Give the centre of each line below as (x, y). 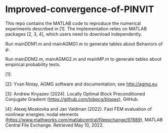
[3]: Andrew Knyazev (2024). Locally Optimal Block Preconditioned (75, 94)
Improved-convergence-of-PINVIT (80, 9)
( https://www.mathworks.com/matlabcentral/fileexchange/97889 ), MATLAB (84, 119)
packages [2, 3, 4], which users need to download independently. (74, 34)
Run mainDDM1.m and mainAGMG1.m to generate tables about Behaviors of (84, 43)
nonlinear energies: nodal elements (42, 114)
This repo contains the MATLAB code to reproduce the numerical (73, 23)
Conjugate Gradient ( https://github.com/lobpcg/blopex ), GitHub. (72, 99)
